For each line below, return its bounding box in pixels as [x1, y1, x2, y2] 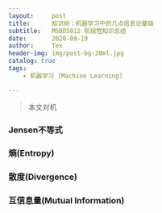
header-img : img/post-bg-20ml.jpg [8, 49, 125, 57]
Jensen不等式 [8, 124, 63, 136]
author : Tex [8, 42, 63, 50]
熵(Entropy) [8, 148, 55, 159]
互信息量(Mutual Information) [8, 195, 125, 207]
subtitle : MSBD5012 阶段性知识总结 [8, 27, 127, 35]
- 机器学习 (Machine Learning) [23, 72, 123, 80]
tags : [8, 65, 27, 73]
